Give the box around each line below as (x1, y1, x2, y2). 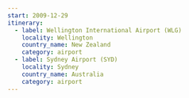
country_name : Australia (21, 70, 104, 78)
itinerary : (7, 19, 44, 27)
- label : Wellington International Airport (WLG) (14, 26, 182, 34)
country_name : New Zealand (21, 41, 111, 49)
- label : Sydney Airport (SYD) (14, 56, 118, 64)
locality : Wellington (21, 33, 93, 42)
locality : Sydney (21, 63, 79, 71)
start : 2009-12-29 (7, 11, 68, 20)
